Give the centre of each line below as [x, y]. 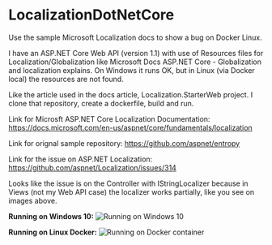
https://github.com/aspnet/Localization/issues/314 [92, 167]
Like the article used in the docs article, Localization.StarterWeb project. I [131, 94]
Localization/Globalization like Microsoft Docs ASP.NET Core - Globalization [135, 62]
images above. [33, 200]
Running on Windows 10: [51, 216]
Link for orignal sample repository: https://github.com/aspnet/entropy [124, 143]
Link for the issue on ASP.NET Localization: [81, 159]
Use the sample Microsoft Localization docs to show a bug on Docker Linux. [135, 37]
